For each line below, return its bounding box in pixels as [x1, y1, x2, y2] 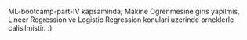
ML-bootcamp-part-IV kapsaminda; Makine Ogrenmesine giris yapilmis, [8, 7, 240, 16]
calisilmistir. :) [8, 24, 53, 32]
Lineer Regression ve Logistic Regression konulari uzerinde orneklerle [8, 15, 234, 24]
